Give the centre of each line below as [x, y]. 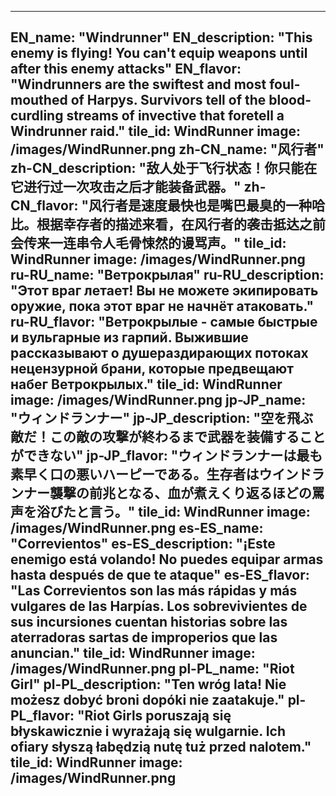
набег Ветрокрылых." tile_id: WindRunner [146, 384]
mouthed [39, 100]
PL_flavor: [42, 716]
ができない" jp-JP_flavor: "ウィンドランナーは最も [166, 456]
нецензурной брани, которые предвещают [152, 369]
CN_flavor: [44, 206]
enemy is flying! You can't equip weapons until [159, 53]
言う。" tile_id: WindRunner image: [199, 512]
